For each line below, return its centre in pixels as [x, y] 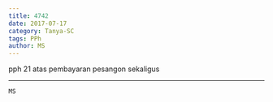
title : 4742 [28, 16]
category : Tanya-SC [41, 31]
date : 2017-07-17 [38, 23]
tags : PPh [25, 38]
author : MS [27, 46]
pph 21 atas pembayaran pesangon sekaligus [84, 69]
